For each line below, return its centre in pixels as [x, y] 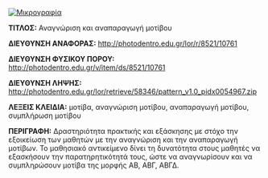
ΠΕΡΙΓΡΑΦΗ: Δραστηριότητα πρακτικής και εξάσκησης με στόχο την [124, 131]
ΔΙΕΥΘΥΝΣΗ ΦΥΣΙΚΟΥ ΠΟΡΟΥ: [62, 59]
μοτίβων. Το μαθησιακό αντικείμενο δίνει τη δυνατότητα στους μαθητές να [134, 148]
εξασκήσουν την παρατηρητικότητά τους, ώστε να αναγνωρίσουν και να [130, 157]
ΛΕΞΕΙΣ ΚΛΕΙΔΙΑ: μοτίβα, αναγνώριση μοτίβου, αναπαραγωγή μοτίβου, [129, 107]
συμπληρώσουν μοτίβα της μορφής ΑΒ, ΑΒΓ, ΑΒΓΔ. [94, 165]
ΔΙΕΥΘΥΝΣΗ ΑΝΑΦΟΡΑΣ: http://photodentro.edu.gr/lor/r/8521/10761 [123, 43]
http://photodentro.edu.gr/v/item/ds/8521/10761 [87, 67]
